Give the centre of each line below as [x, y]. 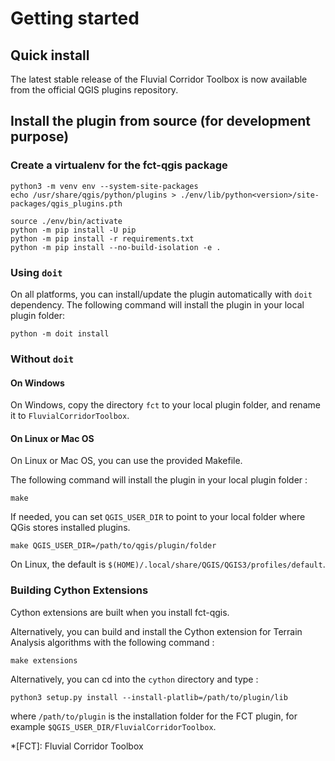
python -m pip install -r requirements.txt [102, 238]
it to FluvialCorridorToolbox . [70, 416]
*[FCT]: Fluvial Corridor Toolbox [77, 746]
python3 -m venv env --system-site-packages [104, 186]
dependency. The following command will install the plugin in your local [157, 304]
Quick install [50, 55]
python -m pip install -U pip [73, 230]
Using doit [36, 272]
